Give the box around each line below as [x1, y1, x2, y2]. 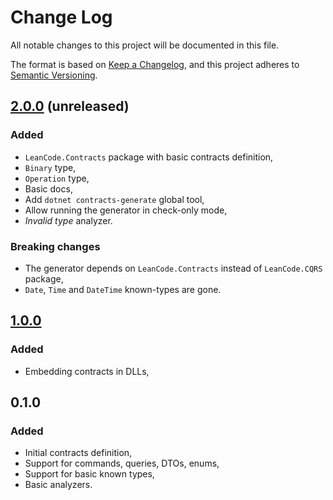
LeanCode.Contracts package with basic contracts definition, [24, 151, 274, 163]
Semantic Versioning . [10, 69, 98, 81]
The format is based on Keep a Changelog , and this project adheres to [10, 58, 300, 70]
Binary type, [24, 161, 77, 173]
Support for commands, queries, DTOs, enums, [24, 457, 220, 470]
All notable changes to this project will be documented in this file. [10, 39, 280, 51]
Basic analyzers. [24, 479, 93, 491]
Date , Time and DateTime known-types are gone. [24, 283, 222, 295]
